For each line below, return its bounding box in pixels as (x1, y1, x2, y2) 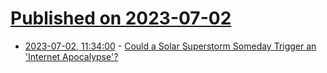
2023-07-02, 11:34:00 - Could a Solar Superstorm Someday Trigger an (24, 40, 317, 52)
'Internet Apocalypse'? (24, 50, 119, 62)
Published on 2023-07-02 (10, 7, 232, 30)
